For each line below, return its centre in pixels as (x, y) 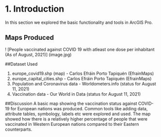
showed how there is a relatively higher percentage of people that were (76, 119)
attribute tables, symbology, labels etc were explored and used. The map (78, 114)
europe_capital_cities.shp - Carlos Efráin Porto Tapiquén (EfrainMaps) (82, 78)
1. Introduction (35, 9)
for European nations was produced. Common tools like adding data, (79, 108)
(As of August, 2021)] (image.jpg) (38, 54)
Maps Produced (30, 38)
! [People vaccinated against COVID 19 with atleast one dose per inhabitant (80, 49)
